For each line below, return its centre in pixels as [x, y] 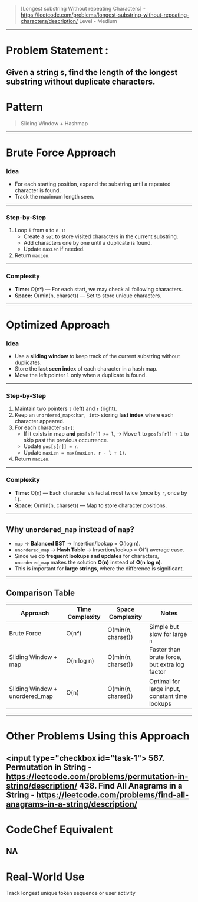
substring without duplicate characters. [81, 81]
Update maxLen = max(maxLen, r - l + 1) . [75, 453]
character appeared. [39, 421]
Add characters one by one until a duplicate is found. [88, 243]
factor [158, 672]
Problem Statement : [57, 51]
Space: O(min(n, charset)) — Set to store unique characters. [88, 296]
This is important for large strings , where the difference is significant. [99, 569]
